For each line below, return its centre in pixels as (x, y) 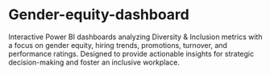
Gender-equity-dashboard (99, 15)
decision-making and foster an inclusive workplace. (94, 62)
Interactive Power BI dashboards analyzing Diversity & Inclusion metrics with (135, 37)
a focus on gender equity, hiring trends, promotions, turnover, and (118, 45)
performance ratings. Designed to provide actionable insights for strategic (131, 53)
